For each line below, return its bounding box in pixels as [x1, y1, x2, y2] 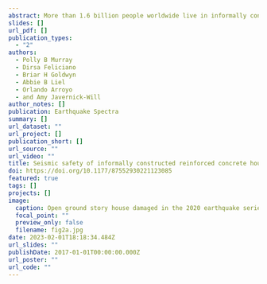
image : [8, 196, 30, 204]
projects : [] [8, 189, 52, 197]
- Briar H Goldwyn [15, 71, 77, 79]
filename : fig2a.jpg [15, 226, 83, 235]
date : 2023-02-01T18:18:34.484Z [8, 234, 115, 242]
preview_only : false [15, 219, 83, 227]
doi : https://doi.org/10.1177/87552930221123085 [8, 167, 172, 175]
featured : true [8, 174, 59, 183]
